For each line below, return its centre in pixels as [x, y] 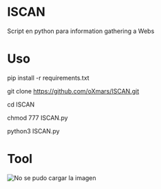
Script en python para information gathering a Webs [81, 31]
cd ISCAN [21, 104]
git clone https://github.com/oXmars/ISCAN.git [73, 91]
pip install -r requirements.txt [48, 78]
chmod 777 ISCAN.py [37, 118]
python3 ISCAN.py [33, 131]
